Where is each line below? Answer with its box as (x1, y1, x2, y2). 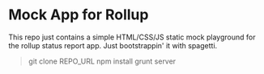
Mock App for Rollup (8, 6, 149, 24)
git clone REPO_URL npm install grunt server (28, 56, 177, 66)
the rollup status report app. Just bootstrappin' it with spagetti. (8, 40, 218, 50)
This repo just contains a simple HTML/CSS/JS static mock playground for (8, 32, 256, 42)
